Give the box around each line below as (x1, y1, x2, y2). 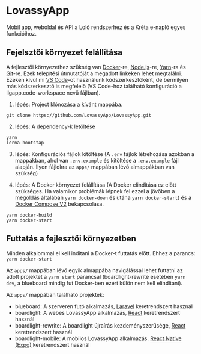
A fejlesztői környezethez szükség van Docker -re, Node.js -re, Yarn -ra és (6, 63, 186, 70)
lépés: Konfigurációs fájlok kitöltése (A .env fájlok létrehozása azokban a (14, 150, 195, 157)
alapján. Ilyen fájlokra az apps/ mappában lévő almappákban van (14, 163, 175, 170)
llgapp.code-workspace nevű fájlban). (6, 88, 101, 96)
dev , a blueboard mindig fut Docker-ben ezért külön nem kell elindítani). (6, 279, 183, 287)
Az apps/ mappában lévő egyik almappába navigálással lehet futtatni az (6, 266, 183, 274)
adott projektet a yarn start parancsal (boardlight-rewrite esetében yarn (6, 273, 186, 280)
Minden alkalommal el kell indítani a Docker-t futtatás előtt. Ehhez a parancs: (6, 249, 196, 256)
